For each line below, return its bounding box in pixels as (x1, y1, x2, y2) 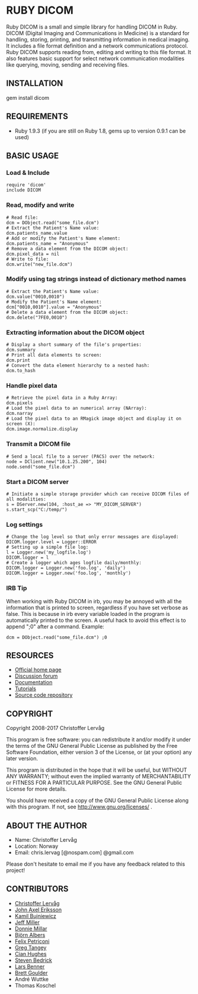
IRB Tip (6, 584, 27, 592)
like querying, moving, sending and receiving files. (6, 61, 129, 68)
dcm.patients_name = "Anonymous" (6, 240, 89, 247)
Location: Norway (14, 842, 59, 850)
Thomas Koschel (14, 982, 56, 989)
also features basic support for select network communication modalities (6, 55, 185, 62)
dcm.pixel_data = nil (6, 251, 60, 257)
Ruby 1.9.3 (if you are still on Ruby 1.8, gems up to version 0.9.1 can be (14, 127, 186, 134)
